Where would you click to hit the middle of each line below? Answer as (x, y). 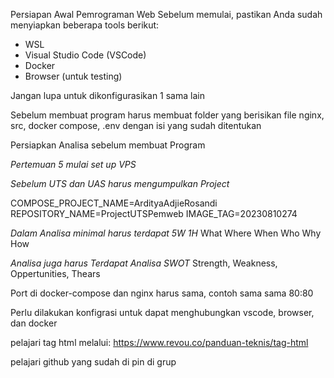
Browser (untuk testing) (73, 76)
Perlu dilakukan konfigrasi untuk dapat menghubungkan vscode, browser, (162, 312)
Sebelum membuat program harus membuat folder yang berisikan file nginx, (167, 115)
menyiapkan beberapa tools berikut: (85, 25)
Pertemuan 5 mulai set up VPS (73, 164)
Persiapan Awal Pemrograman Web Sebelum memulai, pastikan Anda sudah (166, 14)
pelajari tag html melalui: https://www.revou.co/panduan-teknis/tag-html (159, 342)
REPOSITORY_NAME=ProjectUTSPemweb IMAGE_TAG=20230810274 (154, 213)
